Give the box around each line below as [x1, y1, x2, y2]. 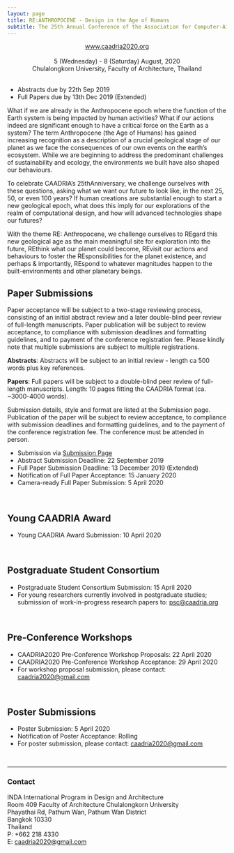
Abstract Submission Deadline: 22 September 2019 [17, 457, 164, 465]
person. [7, 436, 30, 444]
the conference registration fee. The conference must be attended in [7, 428, 204, 436]
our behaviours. [7, 165, 53, 175]
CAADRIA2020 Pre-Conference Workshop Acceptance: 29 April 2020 [17, 658, 218, 666]
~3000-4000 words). [7, 392, 68, 401]
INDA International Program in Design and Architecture [7, 793, 164, 801]
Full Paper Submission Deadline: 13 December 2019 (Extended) [17, 463, 198, 472]
